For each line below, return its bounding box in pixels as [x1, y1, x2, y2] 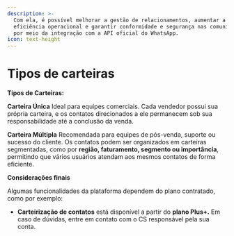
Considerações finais [7, 174, 71, 182]
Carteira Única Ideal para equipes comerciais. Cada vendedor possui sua [7, 102, 218, 111]
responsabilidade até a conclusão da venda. [7, 117, 134, 126]
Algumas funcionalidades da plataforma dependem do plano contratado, [7, 187, 216, 195]
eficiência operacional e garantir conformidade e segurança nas [13, 23, 208, 30]
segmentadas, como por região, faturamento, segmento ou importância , [7, 145, 219, 153]
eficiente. [7, 160, 35, 169]
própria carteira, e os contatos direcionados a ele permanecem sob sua [7, 110, 212, 118]
